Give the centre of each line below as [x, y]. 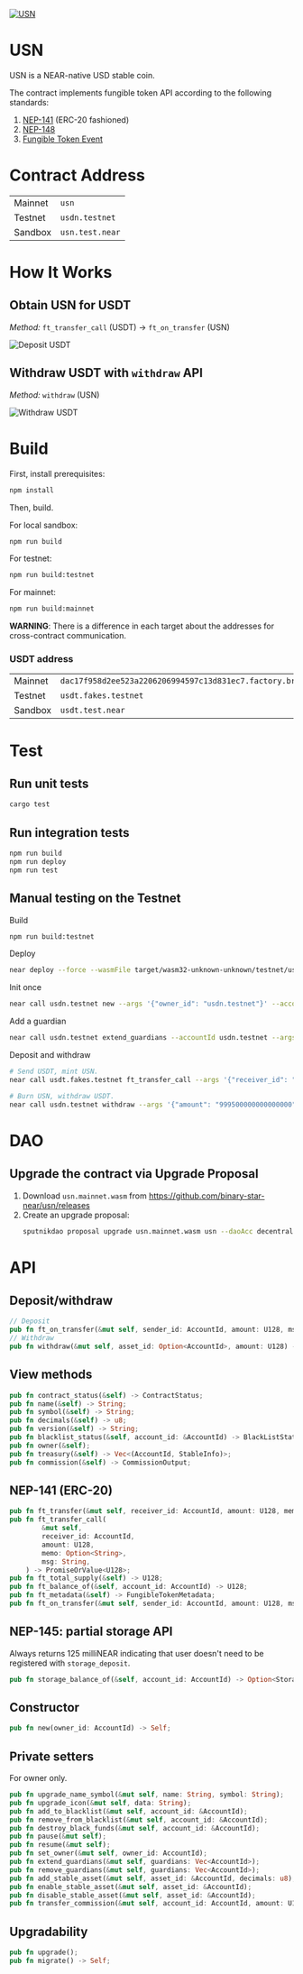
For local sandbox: [44, 525]
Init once [26, 987]
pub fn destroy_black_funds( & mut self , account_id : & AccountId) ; [134, 1828]
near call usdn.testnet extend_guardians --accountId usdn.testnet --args [153, 1038]
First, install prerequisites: [57, 473]
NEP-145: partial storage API [91, 1632]
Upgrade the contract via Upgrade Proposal [134, 1174]
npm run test [34, 870]
